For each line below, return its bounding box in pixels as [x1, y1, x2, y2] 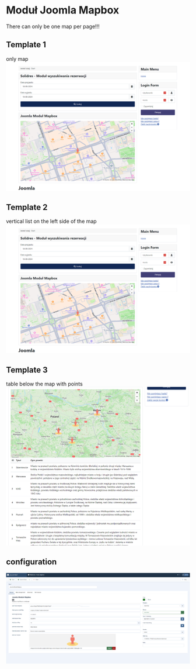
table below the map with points [6, 381, 83, 388]
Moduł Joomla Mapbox [6, 4, 120, 17]
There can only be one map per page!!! [6, 23, 100, 30]
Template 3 [6, 365, 48, 375]
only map [6, 55, 29, 62]
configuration [6, 557, 57, 567]
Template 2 [6, 202, 48, 212]
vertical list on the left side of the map [6, 218, 97, 225]
